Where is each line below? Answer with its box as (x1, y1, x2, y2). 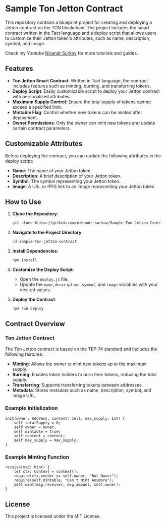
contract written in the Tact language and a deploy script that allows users (5, 30, 157, 36)
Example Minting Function (5, 454, 69, 460)
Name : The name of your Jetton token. (12, 167, 92, 174)
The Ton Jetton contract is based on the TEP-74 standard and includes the (5, 346, 158, 352)
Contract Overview (5, 320, 65, 328)
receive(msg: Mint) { (5, 465, 50, 470)
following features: (5, 351, 44, 357)
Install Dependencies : (12, 248, 58, 254)
